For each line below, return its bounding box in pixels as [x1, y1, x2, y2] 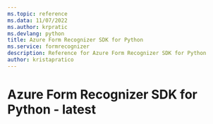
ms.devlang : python [7, 30, 65, 37]
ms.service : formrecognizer [7, 43, 90, 50]
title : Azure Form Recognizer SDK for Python [7, 37, 143, 44]
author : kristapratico [7, 56, 74, 63]
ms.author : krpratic [7, 23, 68, 30]
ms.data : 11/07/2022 [7, 17, 68, 24]
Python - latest [7, 101, 97, 117]
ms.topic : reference [7, 10, 68, 18]
